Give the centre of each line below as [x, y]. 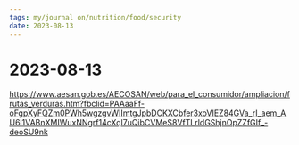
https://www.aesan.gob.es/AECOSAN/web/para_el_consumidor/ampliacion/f [149, 94]
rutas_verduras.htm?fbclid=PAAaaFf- [77, 104]
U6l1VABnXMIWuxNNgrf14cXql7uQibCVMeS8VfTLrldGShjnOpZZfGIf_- [139, 123]
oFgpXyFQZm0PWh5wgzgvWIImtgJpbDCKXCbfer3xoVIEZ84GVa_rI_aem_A [148, 113]
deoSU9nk [29, 132]
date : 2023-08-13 [42, 26]
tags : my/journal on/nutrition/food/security [95, 17]
